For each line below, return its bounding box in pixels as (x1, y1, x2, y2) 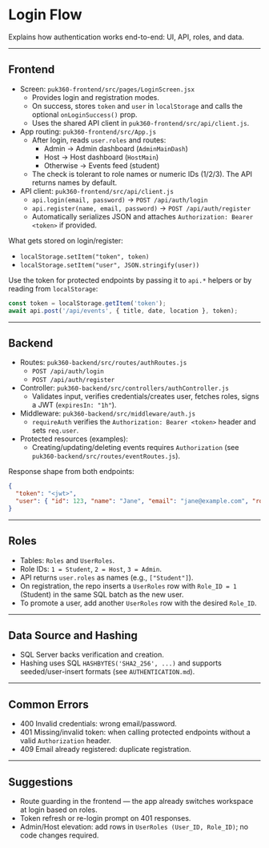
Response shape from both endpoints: (8, 467, 134, 476)
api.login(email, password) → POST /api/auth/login (31, 195, 208, 204)
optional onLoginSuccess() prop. (31, 110, 138, 119)
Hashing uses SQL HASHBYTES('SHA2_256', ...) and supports (19, 658, 222, 668)
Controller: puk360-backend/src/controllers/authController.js (19, 383, 230, 393)
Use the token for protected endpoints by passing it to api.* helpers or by (8, 275, 252, 285)
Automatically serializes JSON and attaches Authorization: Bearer (31, 211, 254, 221)
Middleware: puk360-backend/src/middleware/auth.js (19, 408, 196, 418)
